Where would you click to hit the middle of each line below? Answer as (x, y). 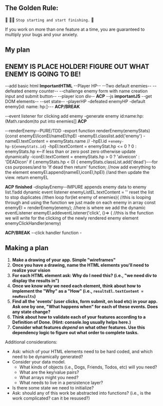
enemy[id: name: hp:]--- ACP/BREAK (43, 107)
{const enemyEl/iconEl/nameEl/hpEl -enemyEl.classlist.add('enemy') (74, 136)
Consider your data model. (39, 362)
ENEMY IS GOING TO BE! (43, 74)
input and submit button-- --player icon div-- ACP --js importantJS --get (79, 96)
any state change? (31, 312)
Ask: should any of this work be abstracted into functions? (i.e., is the (81, 393)
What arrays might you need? (49, 377)
